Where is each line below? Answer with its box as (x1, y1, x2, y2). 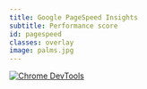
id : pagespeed (9, 29, 63, 38)
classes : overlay (9, 37, 74, 47)
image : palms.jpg (9, 46, 74, 55)
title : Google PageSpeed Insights (9, 12, 139, 22)
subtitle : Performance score (9, 21, 118, 30)
